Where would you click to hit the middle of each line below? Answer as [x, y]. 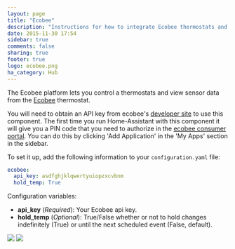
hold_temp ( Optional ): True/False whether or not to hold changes [112, 217]
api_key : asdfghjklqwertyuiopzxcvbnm [69, 176]
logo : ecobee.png [33, 66]
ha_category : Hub [33, 72]
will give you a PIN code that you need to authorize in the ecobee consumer [117, 128]
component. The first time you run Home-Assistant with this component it [114, 121]
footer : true [26, 60]
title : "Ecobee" [31, 20]
